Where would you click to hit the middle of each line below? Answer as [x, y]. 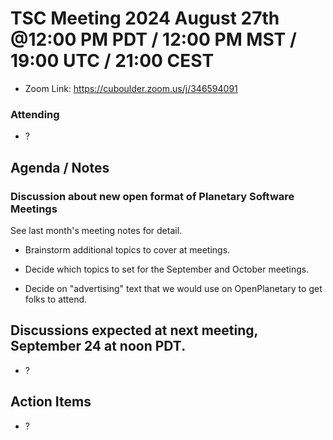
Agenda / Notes [60, 167]
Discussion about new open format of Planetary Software [152, 196]
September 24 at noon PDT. [98, 346]
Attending [35, 114]
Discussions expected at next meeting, [134, 330]
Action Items [51, 402]
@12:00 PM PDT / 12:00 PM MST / [153, 39]
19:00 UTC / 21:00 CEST [112, 61]
